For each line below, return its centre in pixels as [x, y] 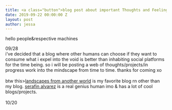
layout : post [19, 19]
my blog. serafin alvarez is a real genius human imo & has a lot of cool [79, 87]
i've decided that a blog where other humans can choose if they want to [81, 54]
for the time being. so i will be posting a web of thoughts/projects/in [77, 65]
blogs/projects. [21, 92]
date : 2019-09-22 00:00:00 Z [36, 15]
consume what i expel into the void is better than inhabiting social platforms [85, 60]
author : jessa [20, 24]
